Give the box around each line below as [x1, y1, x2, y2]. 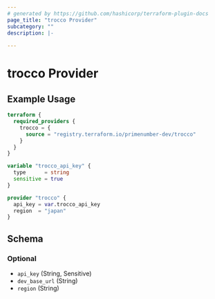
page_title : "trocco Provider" [7, 17, 97, 24]
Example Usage [7, 93, 76, 105]
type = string [13, 169, 70, 176]
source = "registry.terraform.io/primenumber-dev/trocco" [25, 131, 196, 138]
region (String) [17, 284, 60, 292]
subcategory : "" [7, 23, 54, 30]
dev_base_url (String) [17, 276, 78, 284]
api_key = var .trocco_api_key [13, 201, 100, 208]
